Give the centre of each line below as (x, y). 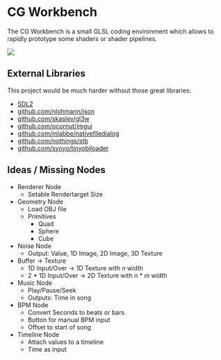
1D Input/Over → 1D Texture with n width (85, 268)
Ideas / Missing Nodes (57, 170)
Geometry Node (40, 202)
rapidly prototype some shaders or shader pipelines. (82, 38)
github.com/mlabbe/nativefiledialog (68, 133)
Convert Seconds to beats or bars (76, 312)
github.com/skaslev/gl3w (54, 118)
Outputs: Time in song (59, 297)
